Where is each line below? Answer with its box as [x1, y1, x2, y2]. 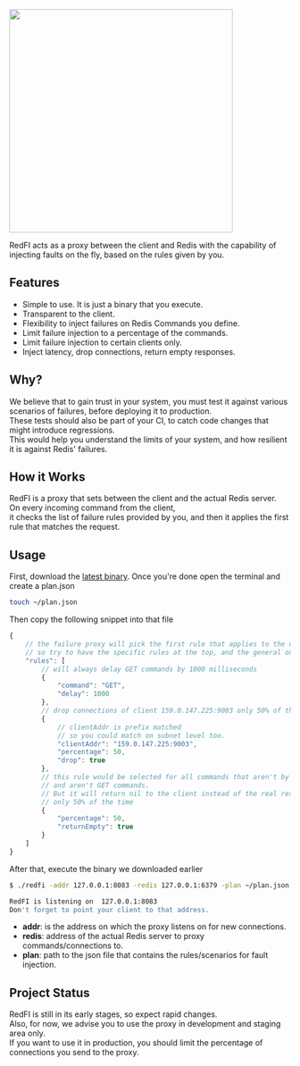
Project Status [9, 985, 91, 1000]
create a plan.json [9, 581, 76, 592]
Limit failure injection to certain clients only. [21, 337, 183, 348]
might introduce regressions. [9, 424, 115, 435]
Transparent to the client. [21, 308, 115, 319]
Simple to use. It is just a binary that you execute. [21, 298, 204, 309]
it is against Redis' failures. [9, 443, 108, 454]
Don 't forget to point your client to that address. [9, 905, 210, 914]
